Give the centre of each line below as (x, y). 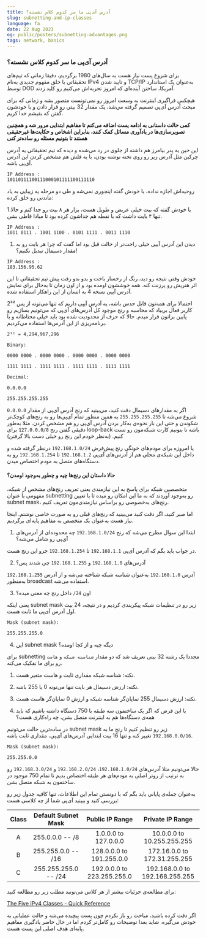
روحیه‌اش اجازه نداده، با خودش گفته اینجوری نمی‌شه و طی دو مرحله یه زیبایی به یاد (101, 191)
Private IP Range (168, 819)
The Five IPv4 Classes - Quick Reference (59, 903)
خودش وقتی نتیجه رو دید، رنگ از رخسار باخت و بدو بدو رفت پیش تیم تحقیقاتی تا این (101, 279)
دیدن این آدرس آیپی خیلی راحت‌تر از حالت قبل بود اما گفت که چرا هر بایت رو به (105, 244)
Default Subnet (56, 815)
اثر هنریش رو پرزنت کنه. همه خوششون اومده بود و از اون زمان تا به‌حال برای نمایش (102, 285)
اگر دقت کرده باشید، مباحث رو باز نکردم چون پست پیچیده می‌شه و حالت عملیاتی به (101, 915)
